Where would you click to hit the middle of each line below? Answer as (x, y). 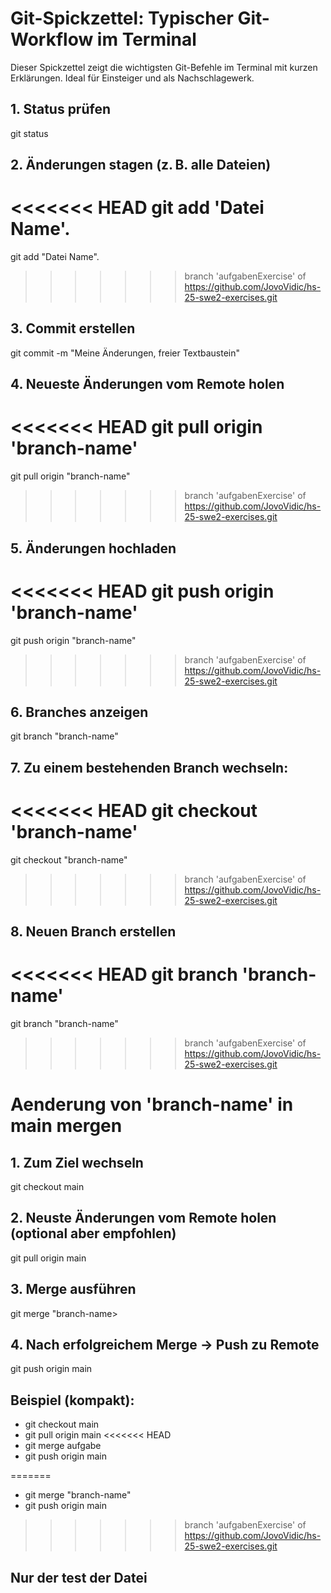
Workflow (52, 39)
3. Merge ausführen (73, 1289)
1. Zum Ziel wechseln (77, 1162)
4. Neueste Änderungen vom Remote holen (147, 384)
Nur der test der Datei (79, 1577)
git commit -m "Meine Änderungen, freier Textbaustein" (125, 353)
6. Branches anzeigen (79, 712)
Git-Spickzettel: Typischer (122, 18)
